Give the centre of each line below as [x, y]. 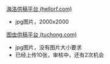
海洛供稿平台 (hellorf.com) [39, 9]
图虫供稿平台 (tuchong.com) [42, 34]
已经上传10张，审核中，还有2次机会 [60, 55]
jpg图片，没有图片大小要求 [48, 47]
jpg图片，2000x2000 [42, 22]
